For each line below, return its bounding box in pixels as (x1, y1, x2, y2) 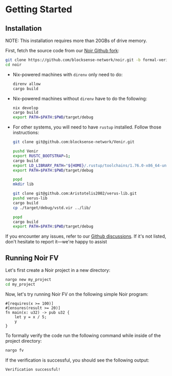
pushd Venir (12, 149, 38, 154)
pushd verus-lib (12, 196, 48, 201)
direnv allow (12, 81, 41, 87)
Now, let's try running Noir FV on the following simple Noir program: (5, 291, 148, 297)
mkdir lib (12, 182, 34, 187)
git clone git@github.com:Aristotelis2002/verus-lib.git (12, 191, 137, 196)
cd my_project (5, 282, 36, 287)
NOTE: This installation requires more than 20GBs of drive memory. (5, 37, 147, 44)
